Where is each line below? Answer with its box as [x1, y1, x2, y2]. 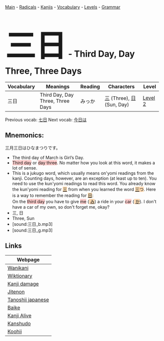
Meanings [45, 83, 70, 90]
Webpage [17, 256, 40, 263]
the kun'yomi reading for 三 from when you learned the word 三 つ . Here [12, 186, 156, 192]
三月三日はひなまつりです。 [5, 145, 61, 150]
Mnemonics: [5, 131, 44, 140]
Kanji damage [7, 280, 39, 287]
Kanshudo [7, 320, 31, 327]
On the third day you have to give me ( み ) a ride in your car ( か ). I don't [12, 198, 157, 204]
